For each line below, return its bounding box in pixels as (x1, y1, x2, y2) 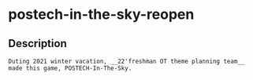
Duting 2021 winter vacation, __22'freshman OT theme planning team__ (8, 57, 245, 65)
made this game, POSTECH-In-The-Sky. (8, 64, 132, 72)
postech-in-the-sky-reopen (8, 5, 195, 24)
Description (8, 37, 67, 50)
